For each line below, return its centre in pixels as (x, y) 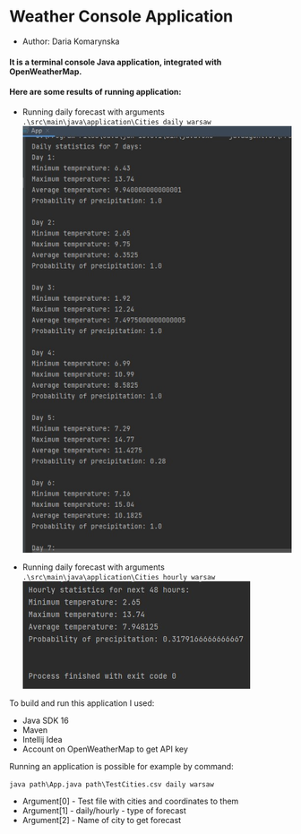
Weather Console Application (121, 17)
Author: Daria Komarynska (71, 41)
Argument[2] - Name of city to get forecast (102, 820)
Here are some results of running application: (95, 92)
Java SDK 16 (45, 720)
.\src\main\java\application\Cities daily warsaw (117, 122)
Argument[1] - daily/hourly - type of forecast (104, 810)
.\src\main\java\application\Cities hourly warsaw (119, 577)
